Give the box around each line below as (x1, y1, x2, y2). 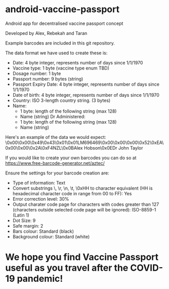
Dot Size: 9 (12, 217, 36, 224)
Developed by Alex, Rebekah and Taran (5, 30, 88, 36)
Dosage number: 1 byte (12, 70, 61, 77)
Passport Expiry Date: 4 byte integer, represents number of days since (12, 81, 159, 87)
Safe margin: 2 (12, 223, 44, 229)
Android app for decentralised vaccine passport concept (5, 20, 123, 26)
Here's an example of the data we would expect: (5, 134, 106, 140)
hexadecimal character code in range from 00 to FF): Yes (12, 190, 132, 196)
